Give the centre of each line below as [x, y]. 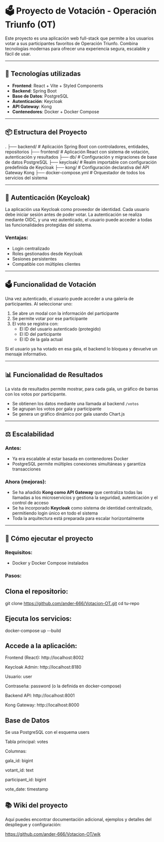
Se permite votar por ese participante [50, 319]
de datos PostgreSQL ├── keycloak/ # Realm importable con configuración [81, 162]
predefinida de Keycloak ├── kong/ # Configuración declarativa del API [77, 167]
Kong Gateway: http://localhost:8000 [42, 705]
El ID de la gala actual [41, 339]
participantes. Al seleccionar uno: [39, 304]
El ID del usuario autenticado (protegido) [60, 329]
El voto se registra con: [35, 324]
